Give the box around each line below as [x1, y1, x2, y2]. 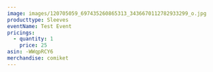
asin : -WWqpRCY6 [7, 49, 53, 56]
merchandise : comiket [7, 55, 69, 62]
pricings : [7, 29, 36, 36]
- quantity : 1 [13, 36, 53, 43]
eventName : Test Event [7, 23, 72, 29]
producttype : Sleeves [7, 16, 69, 23]
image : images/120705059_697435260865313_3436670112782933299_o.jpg [7, 10, 207, 17]
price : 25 [19, 42, 48, 49]
